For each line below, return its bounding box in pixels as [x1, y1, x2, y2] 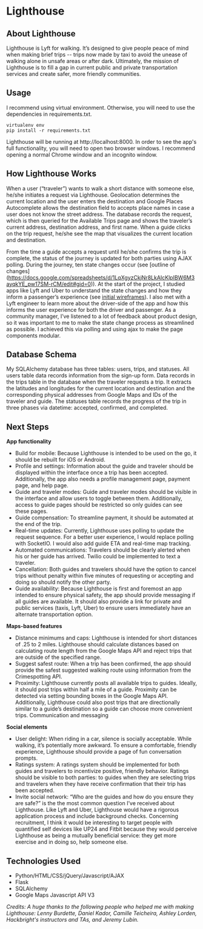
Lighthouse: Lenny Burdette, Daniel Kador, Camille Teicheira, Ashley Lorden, [6, 910, 197, 917]
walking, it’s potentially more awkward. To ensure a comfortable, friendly [15, 742, 197, 749]
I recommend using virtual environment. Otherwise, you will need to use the [6, 104, 195, 111]
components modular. [6, 332, 61, 339]
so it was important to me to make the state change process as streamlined [6, 319, 194, 326]
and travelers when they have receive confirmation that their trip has [15, 780, 187, 788]
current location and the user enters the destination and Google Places [6, 197, 183, 204]
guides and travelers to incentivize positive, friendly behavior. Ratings [15, 768, 189, 775]
